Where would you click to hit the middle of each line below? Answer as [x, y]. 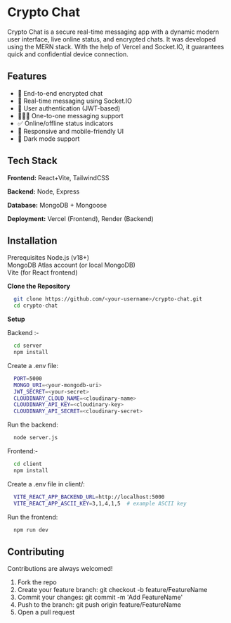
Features [27, 76]
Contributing [36, 552]
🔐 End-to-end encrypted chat [60, 93]
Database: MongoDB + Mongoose [57, 205]
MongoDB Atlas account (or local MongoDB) [71, 265]
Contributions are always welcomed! [60, 569]
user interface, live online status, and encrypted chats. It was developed [112, 39]
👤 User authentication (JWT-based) [69, 108]
